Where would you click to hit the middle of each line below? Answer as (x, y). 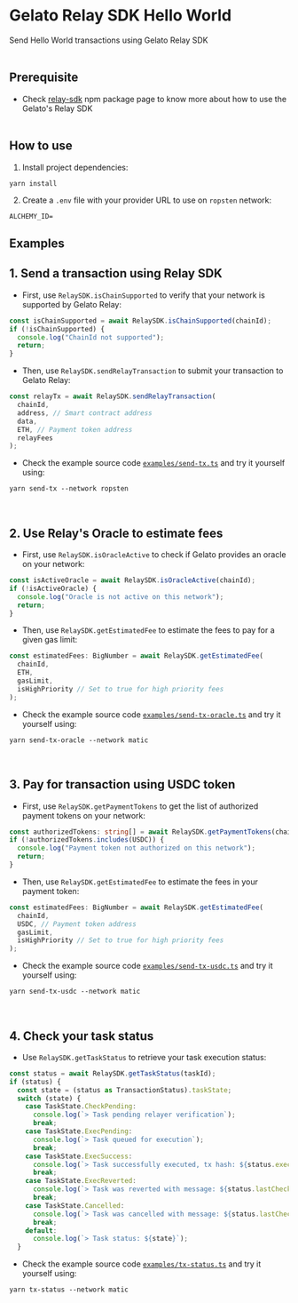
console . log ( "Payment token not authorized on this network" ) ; (136, 848)
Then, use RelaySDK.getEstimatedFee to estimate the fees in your (140, 882)
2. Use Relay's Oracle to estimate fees (116, 533)
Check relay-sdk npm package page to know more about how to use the (154, 99)
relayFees (35, 438)
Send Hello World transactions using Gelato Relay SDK (109, 40)
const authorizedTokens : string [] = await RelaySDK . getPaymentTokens (141, 832)
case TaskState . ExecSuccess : (79, 1156)
